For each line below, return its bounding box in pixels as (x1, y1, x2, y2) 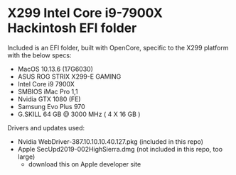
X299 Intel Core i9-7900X (7, 5, 163, 21)
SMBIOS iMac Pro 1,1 (17, 87, 78, 96)
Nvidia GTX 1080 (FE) (17, 94, 81, 103)
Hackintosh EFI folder (7, 20, 137, 36)
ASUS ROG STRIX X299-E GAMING (17, 72, 122, 81)
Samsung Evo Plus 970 (17, 102, 85, 111)
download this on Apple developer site (28, 159, 141, 168)
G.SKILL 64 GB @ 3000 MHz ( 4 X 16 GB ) (17, 110, 141, 118)
